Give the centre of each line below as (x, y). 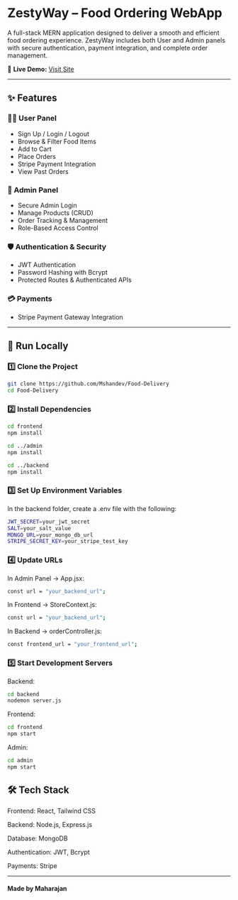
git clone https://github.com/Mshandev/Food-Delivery (89, 384)
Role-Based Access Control (58, 228)
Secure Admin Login (47, 205)
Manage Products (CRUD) (56, 213)
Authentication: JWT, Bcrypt (49, 852)
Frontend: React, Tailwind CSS (51, 811)
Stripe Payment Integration (57, 164)
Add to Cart (34, 149)
